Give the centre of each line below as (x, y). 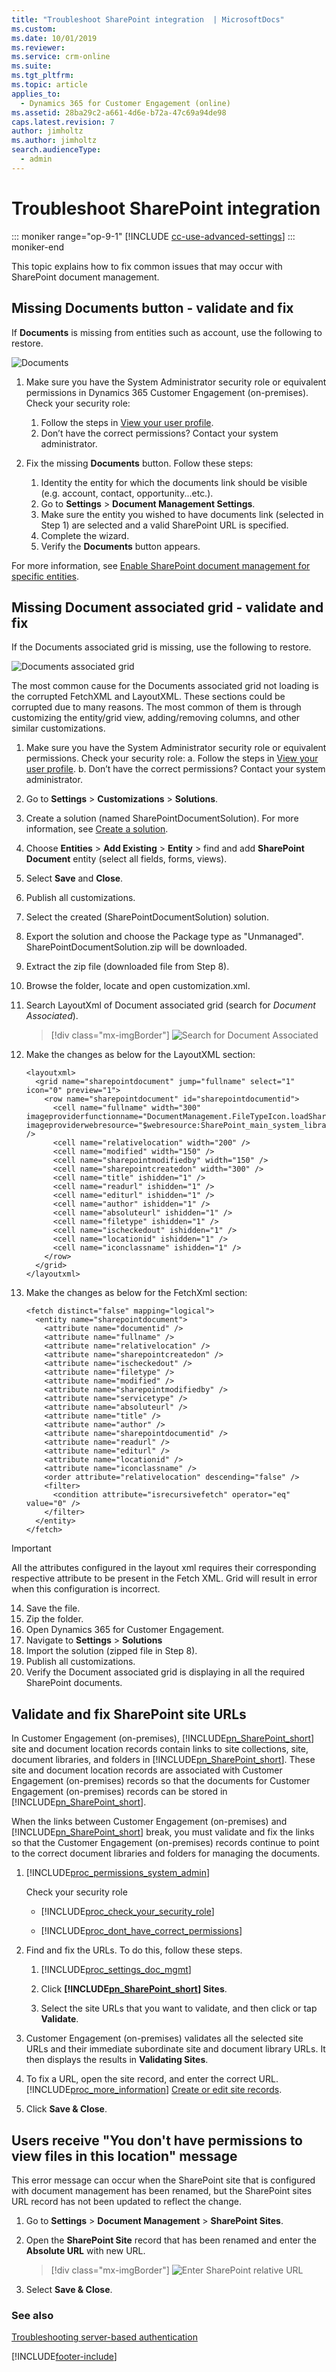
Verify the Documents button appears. (120, 546)
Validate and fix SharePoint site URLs (129, 1714)
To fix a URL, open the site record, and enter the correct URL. (152, 2079)
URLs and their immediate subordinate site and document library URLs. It (175, 2049)
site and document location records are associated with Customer (147, 1770)
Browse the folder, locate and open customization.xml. (138, 986)
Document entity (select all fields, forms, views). (126, 859)
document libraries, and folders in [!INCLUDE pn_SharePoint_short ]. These (163, 1760)
